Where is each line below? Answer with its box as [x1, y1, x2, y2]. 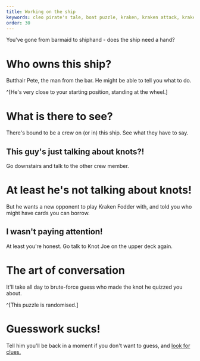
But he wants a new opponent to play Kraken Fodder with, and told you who [6, 203, 192, 210]
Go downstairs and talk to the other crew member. [6, 163, 129, 170]
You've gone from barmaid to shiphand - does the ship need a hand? [6, 36, 175, 44]
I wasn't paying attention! [6, 227, 103, 237]
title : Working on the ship [6, 8, 76, 15]
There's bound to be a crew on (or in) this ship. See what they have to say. [6, 129, 189, 136]
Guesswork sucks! [6, 322, 101, 335]
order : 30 [6, 20, 31, 26]
